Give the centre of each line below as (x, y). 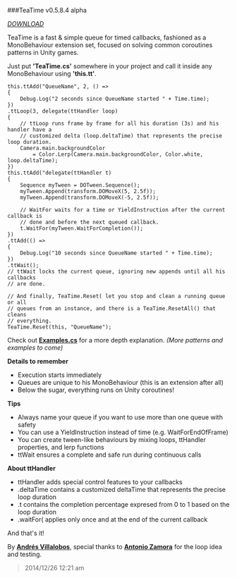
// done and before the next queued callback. (90, 222)
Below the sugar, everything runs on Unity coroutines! (96, 390)
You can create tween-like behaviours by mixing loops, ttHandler (112, 439)
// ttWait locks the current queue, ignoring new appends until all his (116, 271)
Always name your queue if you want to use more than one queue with (120, 417)
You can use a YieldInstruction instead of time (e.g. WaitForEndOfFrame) (123, 432)
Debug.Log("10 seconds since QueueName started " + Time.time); (116, 253)
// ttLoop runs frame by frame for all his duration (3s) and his (120, 123)
